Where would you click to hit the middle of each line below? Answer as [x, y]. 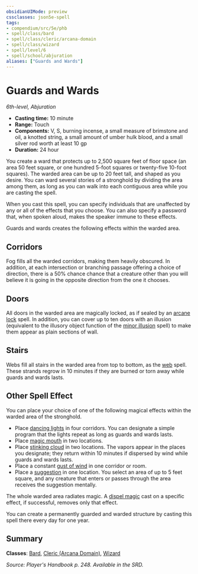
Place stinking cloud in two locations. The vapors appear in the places [100, 447]
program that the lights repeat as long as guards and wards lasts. [94, 434]
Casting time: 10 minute [44, 118]
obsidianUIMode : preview [37, 12]
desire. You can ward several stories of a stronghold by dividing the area [95, 180]
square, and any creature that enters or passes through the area [93, 478]
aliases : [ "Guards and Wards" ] [45, 61]
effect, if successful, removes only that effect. [62, 502]
